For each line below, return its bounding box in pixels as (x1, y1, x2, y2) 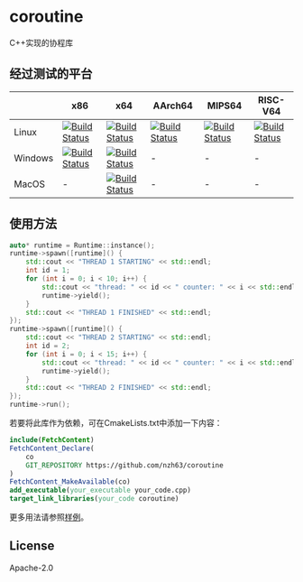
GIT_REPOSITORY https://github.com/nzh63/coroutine (25, 460, 224, 470)
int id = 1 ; (25, 266, 70, 275)
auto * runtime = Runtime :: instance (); (9, 241, 155, 250)
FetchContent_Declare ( (9, 444, 95, 453)
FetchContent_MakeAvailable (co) (9, 477, 131, 486)
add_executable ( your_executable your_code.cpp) (9, 485, 192, 495)
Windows (14, 152, 54, 164)
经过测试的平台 (9, 66, 93, 82)
